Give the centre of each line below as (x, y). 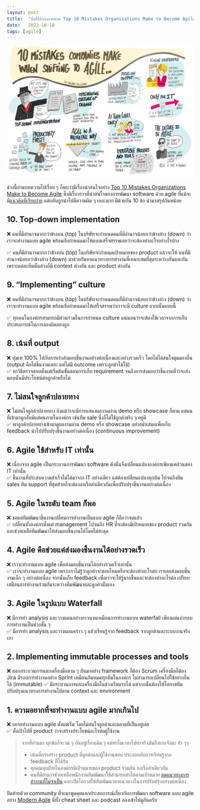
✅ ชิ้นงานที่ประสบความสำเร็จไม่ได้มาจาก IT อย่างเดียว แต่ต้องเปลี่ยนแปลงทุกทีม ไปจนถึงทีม (95, 478)
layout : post (23, 12)
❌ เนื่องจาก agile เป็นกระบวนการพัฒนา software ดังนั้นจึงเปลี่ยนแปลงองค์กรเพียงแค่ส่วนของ (99, 464)
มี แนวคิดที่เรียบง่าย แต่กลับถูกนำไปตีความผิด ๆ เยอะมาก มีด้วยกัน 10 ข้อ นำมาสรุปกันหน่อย (94, 201)
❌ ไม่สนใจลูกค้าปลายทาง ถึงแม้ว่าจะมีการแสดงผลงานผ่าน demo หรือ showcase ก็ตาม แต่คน (100, 411)
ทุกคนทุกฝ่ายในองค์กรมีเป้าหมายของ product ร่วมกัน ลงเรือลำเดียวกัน (99, 768)
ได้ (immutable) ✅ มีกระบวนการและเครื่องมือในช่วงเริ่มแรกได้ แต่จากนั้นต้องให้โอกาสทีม (95, 684)
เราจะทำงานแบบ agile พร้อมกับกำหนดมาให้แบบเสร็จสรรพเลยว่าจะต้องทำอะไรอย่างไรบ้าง (93, 240)
